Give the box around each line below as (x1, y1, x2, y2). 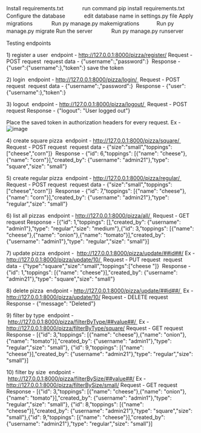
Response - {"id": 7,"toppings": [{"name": (55, 187, 159, 195)
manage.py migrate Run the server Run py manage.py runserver (6, 27, 184, 35)
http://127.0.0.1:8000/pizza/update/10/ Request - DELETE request (6, 294, 168, 301)
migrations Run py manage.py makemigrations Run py (6, 20, 174, 27)
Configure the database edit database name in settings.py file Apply (6, 12, 194, 19)
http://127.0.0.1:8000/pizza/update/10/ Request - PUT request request (6, 256, 183, 263)
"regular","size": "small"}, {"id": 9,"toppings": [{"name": (6, 344, 144, 351)
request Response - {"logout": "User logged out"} (6, 107, 131, 114)
